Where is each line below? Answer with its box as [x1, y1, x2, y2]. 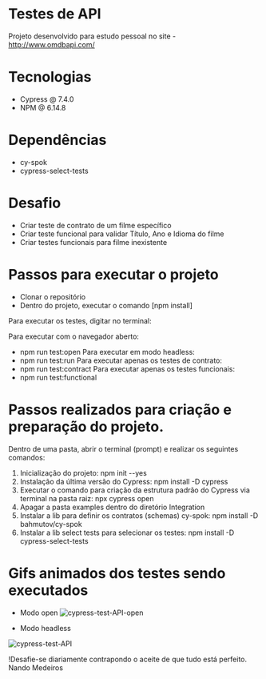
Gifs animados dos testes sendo [8, 564, 226, 582]
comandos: [8, 452, 46, 462]
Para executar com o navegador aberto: [8, 331, 140, 341]
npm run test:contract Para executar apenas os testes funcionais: [19, 364, 236, 373]
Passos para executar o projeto [8, 265, 219, 283]
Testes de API [8, 5, 101, 23]
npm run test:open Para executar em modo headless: [19, 347, 196, 356]
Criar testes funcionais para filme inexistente [19, 237, 168, 247]
